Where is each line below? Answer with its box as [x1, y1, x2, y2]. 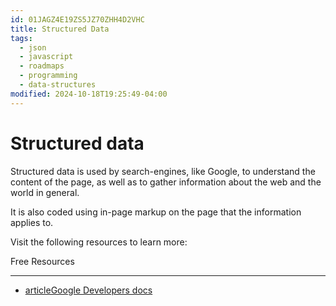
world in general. [10, 186, 80, 198]
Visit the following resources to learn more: [10, 236, 188, 248]
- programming [19, 71, 78, 81]
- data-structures [19, 80, 97, 90]
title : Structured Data [10, 24, 110, 34]
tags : [10, 33, 33, 43]
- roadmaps [19, 61, 65, 71]
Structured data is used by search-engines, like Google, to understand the [10, 165, 316, 177]
